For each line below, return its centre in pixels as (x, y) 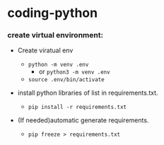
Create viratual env (45, 50)
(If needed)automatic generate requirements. (83, 120)
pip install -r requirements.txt (77, 108)
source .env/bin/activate (66, 80)
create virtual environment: (55, 35)
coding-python (52, 13)
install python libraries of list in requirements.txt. (88, 93)
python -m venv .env (58, 65)
